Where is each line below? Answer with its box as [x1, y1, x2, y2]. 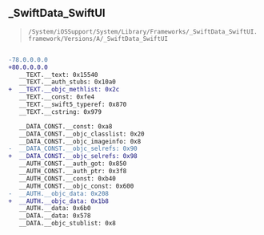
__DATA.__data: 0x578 [18, 212, 91, 220]
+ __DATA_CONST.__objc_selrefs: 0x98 [8, 152, 138, 160]
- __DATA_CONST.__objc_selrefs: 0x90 [8, 144, 138, 153]
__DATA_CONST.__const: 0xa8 [18, 122, 113, 131]
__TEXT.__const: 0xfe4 [18, 93, 94, 101]
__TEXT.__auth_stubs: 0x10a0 [18, 78, 116, 87]
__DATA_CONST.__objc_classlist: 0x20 [18, 130, 146, 138]
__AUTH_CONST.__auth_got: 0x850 [18, 160, 127, 168]
